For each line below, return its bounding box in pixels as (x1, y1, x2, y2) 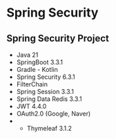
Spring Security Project (6, 33, 110, 44)
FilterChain (16, 80, 48, 88)
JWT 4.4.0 (16, 102, 47, 110)
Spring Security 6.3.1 (16, 73, 75, 81)
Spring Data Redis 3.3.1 (16, 95, 82, 103)
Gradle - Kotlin (16, 66, 58, 73)
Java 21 (16, 50, 39, 59)
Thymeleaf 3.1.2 (26, 124, 72, 132)
